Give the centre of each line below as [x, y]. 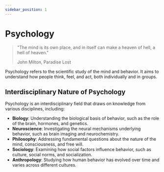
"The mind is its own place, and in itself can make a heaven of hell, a [86, 47]
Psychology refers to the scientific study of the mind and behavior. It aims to [82, 71]
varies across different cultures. [44, 165]
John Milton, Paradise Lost [44, 62]
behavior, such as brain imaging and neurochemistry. [66, 134]
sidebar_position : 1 [26, 10]
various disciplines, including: [35, 109]
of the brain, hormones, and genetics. [50, 124]
